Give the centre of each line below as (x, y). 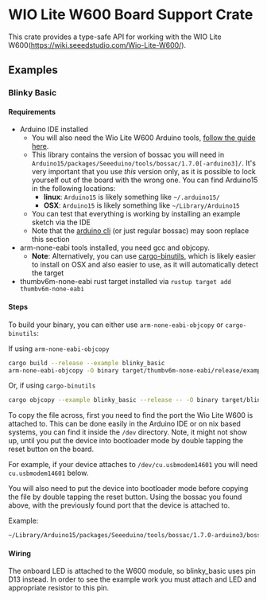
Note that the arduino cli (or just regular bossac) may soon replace (140, 231)
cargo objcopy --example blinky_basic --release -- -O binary (113, 400)
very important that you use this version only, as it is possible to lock (143, 172)
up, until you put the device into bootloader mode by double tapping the (126, 441)
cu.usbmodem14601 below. (48, 473)
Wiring (20, 553)
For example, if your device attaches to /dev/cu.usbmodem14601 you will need (133, 465)
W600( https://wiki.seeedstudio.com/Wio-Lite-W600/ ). (97, 45)
